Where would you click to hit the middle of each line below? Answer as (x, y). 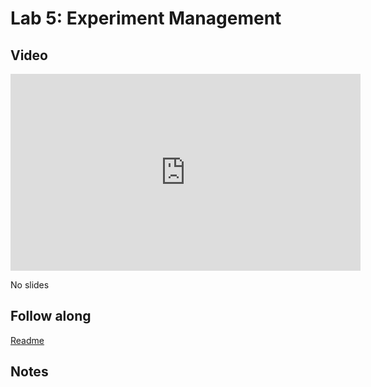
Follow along (51, 316)
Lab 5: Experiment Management (146, 18)
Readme (27, 340)
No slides (30, 285)
